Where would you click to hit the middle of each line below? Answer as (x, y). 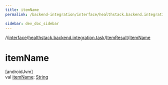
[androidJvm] (19, 72)
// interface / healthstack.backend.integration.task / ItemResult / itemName (78, 37)
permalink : (16, 14)
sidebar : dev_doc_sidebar (32, 23)
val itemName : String (27, 77)
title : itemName (22, 10)
